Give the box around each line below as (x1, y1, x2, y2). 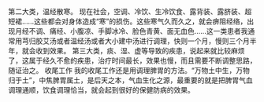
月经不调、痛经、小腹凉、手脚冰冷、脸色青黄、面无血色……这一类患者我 (14, 27, 248, 35)
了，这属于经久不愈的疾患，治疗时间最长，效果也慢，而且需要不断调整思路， (8, 56, 257, 65)
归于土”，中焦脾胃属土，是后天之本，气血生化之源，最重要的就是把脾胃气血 (8, 75, 254, 85)
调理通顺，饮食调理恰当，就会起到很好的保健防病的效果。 (8, 86, 195, 94)
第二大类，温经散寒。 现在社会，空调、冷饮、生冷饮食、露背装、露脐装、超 (8, 7, 252, 16)
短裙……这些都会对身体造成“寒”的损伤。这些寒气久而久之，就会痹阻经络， (8, 16, 247, 26)
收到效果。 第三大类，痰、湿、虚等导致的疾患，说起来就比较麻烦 (35, 46, 245, 55)
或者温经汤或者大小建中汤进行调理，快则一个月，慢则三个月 (56, 36, 250, 46)
